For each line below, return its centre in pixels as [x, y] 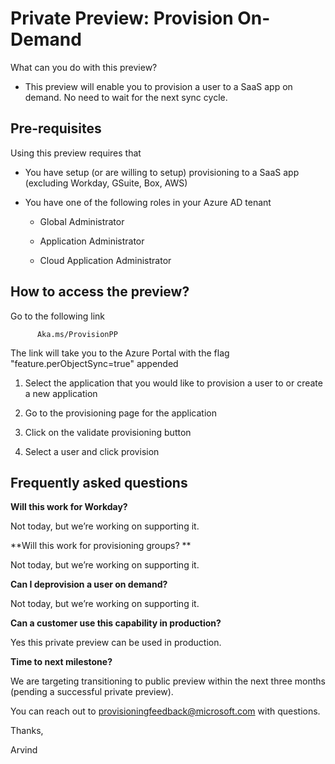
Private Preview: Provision [122, 18]
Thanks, [27, 731]
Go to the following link [57, 316]
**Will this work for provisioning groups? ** [101, 546]
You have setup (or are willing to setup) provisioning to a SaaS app [162, 172]
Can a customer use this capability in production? [116, 623]
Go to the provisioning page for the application [120, 413]
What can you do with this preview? [84, 67]
